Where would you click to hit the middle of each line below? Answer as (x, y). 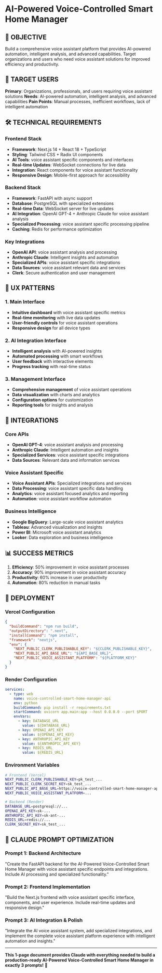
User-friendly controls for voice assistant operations (65, 323)
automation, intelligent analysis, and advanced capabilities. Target (70, 54)
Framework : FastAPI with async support (52, 198)
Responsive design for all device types (51, 328)
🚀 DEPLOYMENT (30, 598)
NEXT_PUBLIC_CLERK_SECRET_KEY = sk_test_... (48, 784)
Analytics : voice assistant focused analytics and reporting (70, 494)
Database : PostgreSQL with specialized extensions (63, 203)
